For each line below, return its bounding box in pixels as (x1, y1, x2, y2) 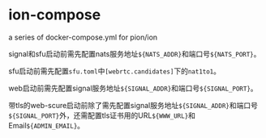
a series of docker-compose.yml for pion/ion (8, 32, 158, 42)
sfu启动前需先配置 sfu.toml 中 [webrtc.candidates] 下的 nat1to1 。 (8, 66, 221, 76)
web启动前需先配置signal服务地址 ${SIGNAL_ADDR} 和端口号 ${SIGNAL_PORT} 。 (8, 83, 258, 93)
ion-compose (8, 6, 101, 24)
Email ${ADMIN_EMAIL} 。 (8, 120, 85, 130)
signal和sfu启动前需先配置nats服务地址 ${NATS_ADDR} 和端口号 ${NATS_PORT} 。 (8, 48, 261, 58)
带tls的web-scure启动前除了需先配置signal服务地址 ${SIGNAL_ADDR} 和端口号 (8, 100, 258, 110)
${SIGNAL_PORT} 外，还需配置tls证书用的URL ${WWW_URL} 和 (8, 111, 196, 120)
